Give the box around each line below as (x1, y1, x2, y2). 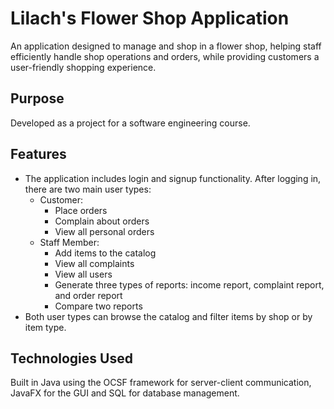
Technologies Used (10, 350, 133, 367)
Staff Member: (39, 236, 100, 248)
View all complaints (54, 257, 135, 269)
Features (10, 146, 67, 163)
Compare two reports (54, 300, 143, 312)
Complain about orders (54, 215, 150, 227)
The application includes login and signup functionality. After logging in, (24, 172, 322, 184)
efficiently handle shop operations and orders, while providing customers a (10, 50, 320, 62)
